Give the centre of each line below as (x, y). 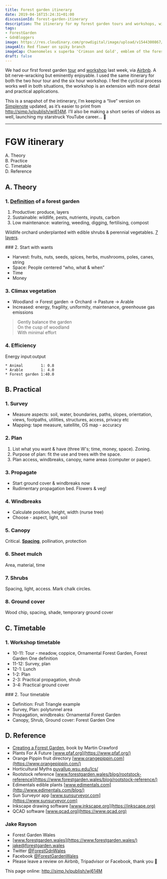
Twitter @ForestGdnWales (39, 851)
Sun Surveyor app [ (32, 795)
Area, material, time (25, 565)
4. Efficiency (21, 346)
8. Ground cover (25, 602)
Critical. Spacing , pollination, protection (46, 541)
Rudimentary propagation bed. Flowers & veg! (59, 488)
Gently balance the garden (44, 322)
